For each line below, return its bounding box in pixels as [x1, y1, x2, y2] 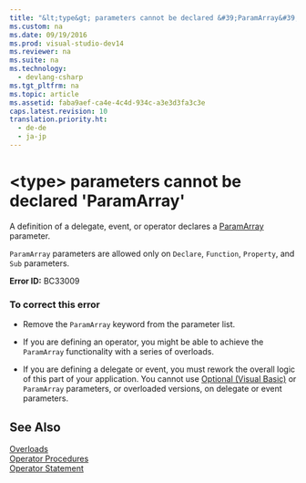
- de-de [17, 124, 47, 133]
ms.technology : [9, 65, 67, 74]
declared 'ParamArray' [9, 190, 186, 211]
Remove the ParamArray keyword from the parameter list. [22, 319, 236, 330]
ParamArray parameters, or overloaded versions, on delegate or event [22, 384, 282, 395]
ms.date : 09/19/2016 [9, 30, 88, 39]
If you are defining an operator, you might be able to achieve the [22, 336, 264, 347]
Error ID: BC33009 [9, 275, 80, 286]
